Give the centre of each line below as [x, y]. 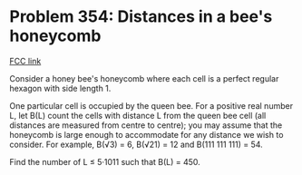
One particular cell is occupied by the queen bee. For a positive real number [151, 105]
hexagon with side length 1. [60, 88]
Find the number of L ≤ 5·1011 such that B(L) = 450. [105, 161]
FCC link [25, 61]
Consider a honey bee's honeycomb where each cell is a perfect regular [144, 78]
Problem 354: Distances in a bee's [141, 17]
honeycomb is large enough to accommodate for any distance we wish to [146, 134]
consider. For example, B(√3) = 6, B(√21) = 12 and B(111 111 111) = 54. [136, 144]
